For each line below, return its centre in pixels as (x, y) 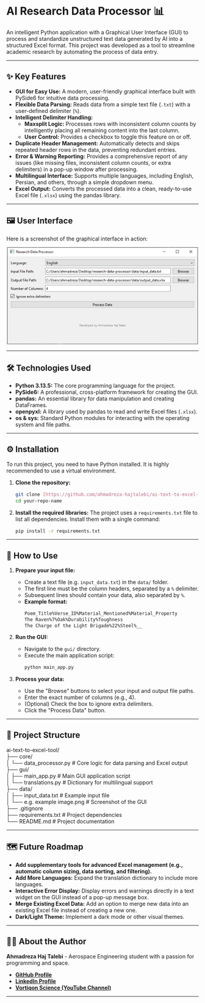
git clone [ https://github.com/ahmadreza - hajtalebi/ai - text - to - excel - (107, 494)
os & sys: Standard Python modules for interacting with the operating (102, 418)
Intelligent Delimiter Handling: (54, 117)
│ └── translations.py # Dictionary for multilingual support (80, 782)
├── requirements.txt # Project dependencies (64, 814)
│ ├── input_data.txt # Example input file (58, 795)
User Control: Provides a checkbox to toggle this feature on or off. (108, 137)
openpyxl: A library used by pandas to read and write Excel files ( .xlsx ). (106, 411)
